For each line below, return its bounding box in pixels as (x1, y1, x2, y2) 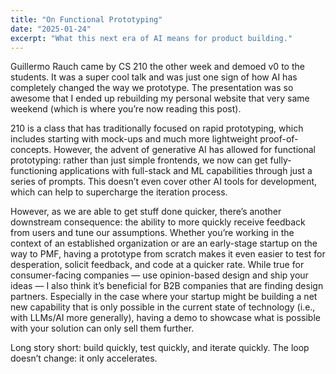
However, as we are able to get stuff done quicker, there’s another (10, 206, 282, 218)
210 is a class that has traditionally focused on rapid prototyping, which (10, 122, 304, 135)
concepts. (10, 144, 52, 156)
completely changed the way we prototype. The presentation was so (10, 82, 294, 94)
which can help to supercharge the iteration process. (10, 186, 228, 198)
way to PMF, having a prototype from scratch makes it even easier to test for (10, 248, 326, 260)
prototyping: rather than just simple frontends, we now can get (10, 154, 268, 166)
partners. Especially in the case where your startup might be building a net (10, 291, 318, 303)
